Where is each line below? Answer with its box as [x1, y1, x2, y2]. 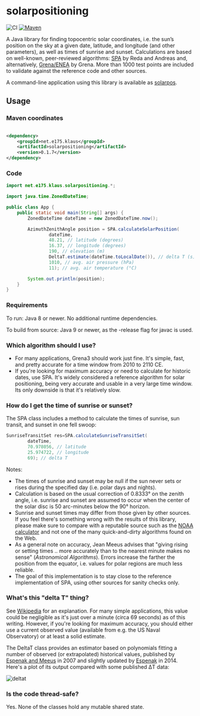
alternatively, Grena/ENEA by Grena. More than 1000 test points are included [6, 61, 194, 68]
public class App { [6, 204, 55, 210]
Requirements [6, 301, 48, 309]
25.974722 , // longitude [27, 449, 89, 455]
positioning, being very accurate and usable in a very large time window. [14, 380, 193, 387]
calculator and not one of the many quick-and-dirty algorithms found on [14, 528, 192, 535]
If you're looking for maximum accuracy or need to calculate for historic [14, 367, 191, 374]
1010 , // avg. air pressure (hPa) [48, 259, 135, 265]
